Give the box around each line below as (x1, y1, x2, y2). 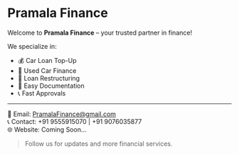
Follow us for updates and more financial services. (24, 139, 173, 148)
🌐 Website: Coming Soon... (7, 125, 87, 134)
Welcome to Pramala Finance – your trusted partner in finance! (7, 28, 193, 37)
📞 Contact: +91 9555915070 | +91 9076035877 (7, 117, 142, 125)
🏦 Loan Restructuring (17, 74, 80, 82)
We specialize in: (7, 42, 57, 50)
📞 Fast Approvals (17, 88, 66, 97)
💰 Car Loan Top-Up (17, 56, 77, 64)
